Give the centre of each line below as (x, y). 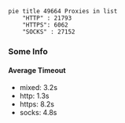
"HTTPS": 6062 (45, 25)
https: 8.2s (37, 104)
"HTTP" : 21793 (47, 18)
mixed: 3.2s (38, 88)
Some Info (28, 51)
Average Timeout (37, 70)
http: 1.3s (34, 96)
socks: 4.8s (38, 113)
